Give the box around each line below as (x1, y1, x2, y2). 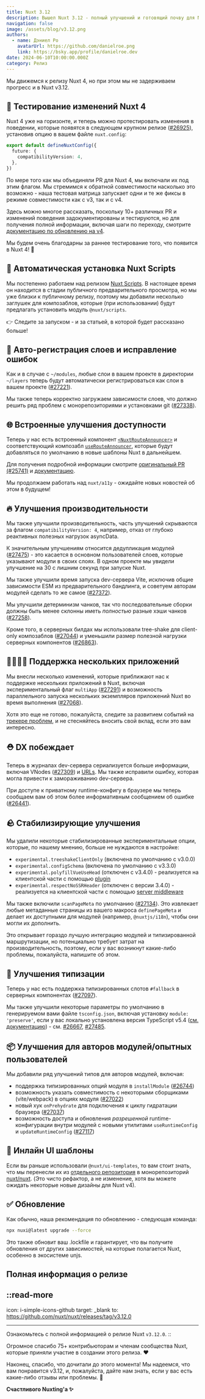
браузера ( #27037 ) (15, 1109, 65, 1115)
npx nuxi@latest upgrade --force (6, 1227, 92, 1234)
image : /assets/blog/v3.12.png (6, 26, 86, 32)
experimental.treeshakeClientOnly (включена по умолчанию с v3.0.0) (15, 855, 196, 863)
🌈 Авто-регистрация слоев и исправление (6, 344, 177, 355)
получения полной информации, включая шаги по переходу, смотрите (6, 221, 191, 228)
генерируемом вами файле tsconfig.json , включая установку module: (6, 1010, 189, 1017)
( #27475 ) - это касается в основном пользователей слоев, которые (6, 551, 183, 558)
